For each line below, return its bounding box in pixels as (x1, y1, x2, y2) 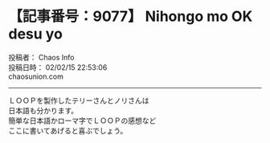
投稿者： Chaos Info (8, 52, 75, 62)
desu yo (8, 25, 63, 43)
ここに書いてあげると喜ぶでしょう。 (8, 125, 128, 135)
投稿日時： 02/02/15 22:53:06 (8, 62, 108, 72)
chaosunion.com (8, 71, 64, 81)
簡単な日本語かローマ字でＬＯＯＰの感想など (8, 116, 157, 125)
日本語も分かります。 (8, 105, 79, 115)
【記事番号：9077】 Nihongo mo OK (8, 7, 253, 26)
